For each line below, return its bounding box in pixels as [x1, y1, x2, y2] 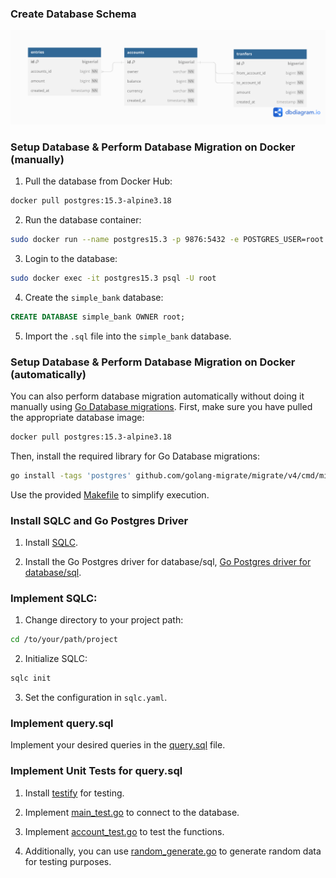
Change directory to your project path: [24, 614, 184, 626]
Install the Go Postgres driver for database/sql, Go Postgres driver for [24, 556, 312, 568]
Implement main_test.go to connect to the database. [24, 806, 240, 818]
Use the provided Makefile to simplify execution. [10, 488, 210, 501]
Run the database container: [24, 214, 142, 226]
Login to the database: [24, 252, 118, 264]
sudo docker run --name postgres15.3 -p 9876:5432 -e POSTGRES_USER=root [10, 235, 325, 245]
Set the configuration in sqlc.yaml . [24, 692, 168, 704]
